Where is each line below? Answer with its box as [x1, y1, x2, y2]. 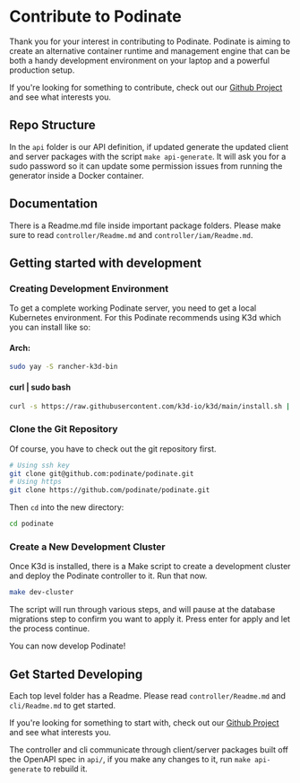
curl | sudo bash [9, 382, 72, 392]
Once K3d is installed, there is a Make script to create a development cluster [9, 561, 291, 572]
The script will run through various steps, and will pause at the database [9, 604, 276, 615]
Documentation [9, 196, 99, 212]
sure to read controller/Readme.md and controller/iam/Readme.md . [9, 229, 253, 240]
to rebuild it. [43, 763, 88, 774]
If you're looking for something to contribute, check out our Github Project [9, 82, 283, 92]
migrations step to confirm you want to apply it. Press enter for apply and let [9, 613, 291, 625]
